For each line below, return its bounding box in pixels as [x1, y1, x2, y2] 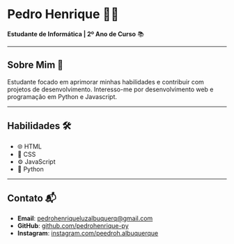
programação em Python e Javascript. [7, 92, 117, 100]
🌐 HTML [17, 142, 42, 151]
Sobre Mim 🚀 [7, 59, 64, 71]
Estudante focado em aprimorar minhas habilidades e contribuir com [7, 77, 204, 86]
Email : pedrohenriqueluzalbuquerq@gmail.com [17, 214, 153, 222]
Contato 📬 [7, 192, 57, 204]
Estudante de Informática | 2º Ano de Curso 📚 [7, 29, 144, 38]
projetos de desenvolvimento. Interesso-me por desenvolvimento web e [7, 85, 214, 93]
